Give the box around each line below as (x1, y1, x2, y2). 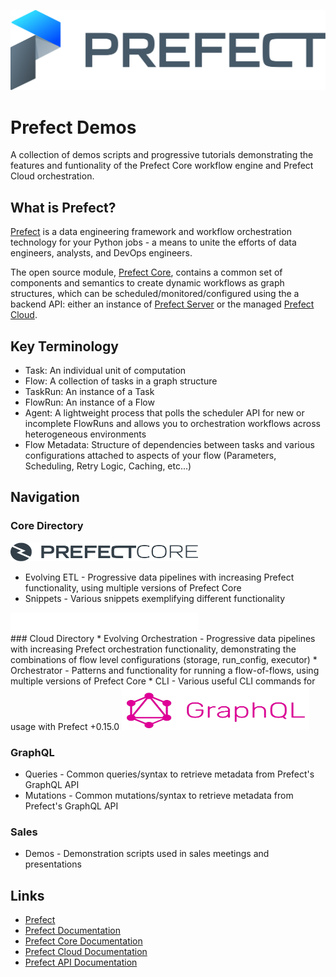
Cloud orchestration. (10, 170, 95, 182)
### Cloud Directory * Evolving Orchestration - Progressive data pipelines (10, 632, 316, 644)
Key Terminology (10, 338, 119, 355)
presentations (24, 858, 82, 870)
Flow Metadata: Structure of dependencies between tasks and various (24, 439, 315, 451)
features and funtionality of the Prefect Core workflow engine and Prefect (10, 160, 314, 172)
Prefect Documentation (24, 925, 122, 937)
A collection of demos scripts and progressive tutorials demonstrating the (10, 149, 314, 161)
